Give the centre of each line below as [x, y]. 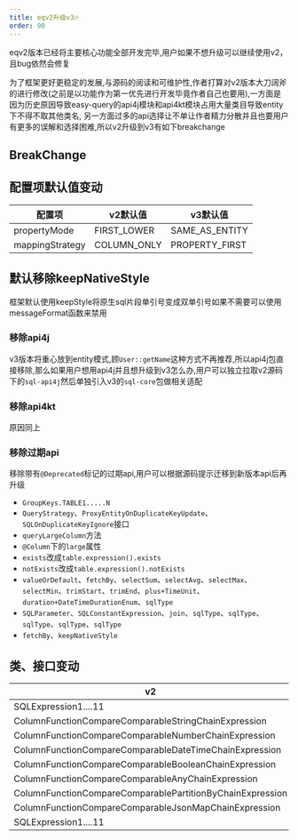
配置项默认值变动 [56, 188]
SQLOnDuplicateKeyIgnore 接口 [76, 524]
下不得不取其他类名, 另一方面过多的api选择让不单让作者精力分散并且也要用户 [149, 116]
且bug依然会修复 [40, 63]
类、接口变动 [44, 666]
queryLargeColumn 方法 [62, 535]
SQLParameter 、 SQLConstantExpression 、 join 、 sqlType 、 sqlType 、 [143, 613]
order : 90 [27, 26]
